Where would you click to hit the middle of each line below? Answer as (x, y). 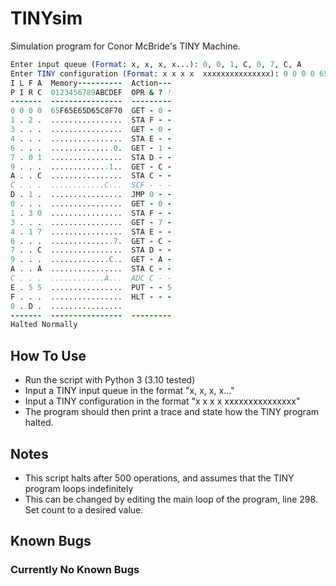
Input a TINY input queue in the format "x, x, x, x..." (129, 391)
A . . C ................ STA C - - (91, 176)
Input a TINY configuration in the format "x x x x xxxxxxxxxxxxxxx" (162, 401)
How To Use (48, 355)
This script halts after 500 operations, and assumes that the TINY (159, 478)
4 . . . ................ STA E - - (91, 138)
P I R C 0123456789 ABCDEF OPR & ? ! (91, 92)
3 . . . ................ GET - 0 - (91, 130)
